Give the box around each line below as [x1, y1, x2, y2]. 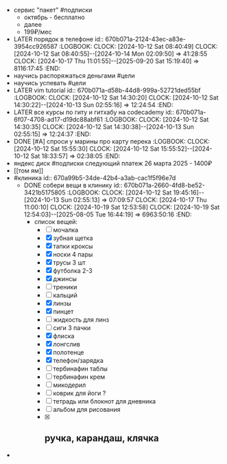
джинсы [53, 275, 77, 283]
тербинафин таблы [53, 364, 108, 373]
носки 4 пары [53, 250, 93, 258]
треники [53, 283, 77, 291]
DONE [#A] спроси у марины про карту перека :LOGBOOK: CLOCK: [13, 137, 211, 145]
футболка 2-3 [53, 267, 93, 274]
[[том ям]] [13, 166, 44, 175]
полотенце [53, 349, 84, 356]
